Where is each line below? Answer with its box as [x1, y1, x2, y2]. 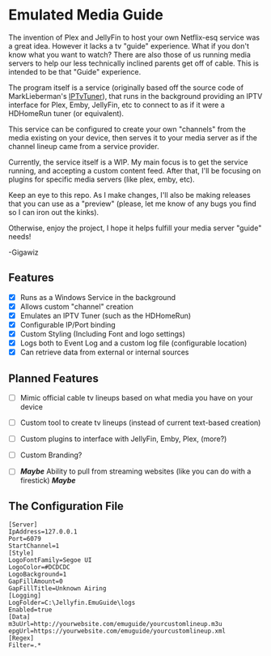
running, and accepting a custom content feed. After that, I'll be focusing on [8, 165, 261, 175]
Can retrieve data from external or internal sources [19, 347, 189, 358]
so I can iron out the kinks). [8, 207, 100, 217]
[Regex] [8, 634, 35, 642]
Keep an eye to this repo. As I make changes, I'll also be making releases [8, 190, 251, 199]
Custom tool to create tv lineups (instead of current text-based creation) [19, 418, 261, 427]
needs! [8, 231, 32, 241]
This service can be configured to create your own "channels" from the [8, 124, 247, 134]
